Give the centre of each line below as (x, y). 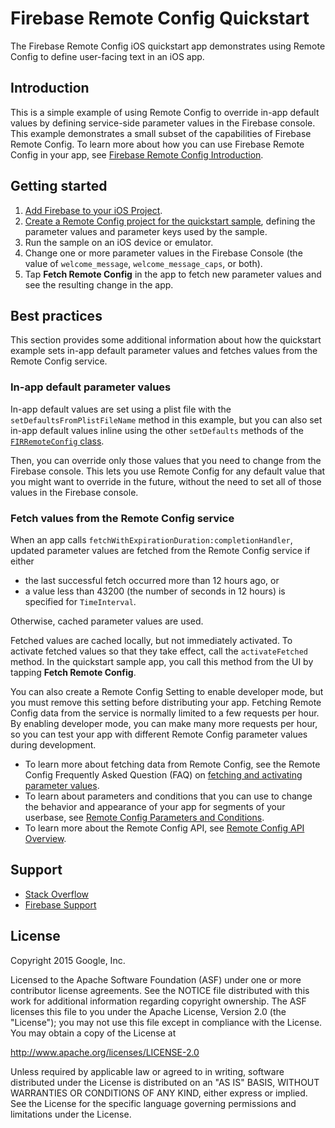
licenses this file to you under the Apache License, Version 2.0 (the (148, 1011)
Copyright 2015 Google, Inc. (68, 960)
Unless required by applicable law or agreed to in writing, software (147, 1071)
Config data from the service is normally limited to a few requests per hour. (165, 713)
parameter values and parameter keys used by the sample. (146, 231)
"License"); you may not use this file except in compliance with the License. (166, 1022)
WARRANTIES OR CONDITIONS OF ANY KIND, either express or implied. (159, 1093)
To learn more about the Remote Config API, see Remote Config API (164, 828)
